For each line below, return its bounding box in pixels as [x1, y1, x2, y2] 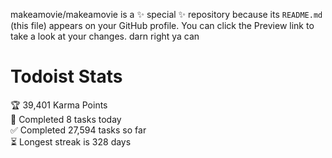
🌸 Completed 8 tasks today [10, 113, 122, 125]
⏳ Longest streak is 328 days [10, 135, 132, 148]
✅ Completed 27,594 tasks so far [10, 124, 147, 136]
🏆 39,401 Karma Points [10, 99, 108, 111]
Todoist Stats [10, 65, 123, 88]
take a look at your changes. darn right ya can [10, 30, 200, 42]
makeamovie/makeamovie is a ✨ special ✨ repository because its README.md [10, 9, 323, 20]
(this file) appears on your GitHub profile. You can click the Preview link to [10, 20, 315, 31]
